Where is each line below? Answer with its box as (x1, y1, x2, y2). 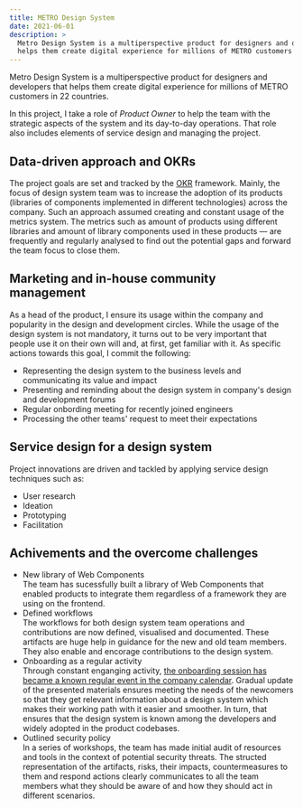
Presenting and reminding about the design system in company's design (22, 384, 292, 395)
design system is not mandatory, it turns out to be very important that (9, 328, 268, 339)
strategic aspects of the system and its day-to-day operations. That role (9, 118, 277, 129)
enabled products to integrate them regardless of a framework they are (22, 588, 287, 599)
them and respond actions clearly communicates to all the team (22, 771, 260, 782)
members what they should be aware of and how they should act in (22, 781, 273, 792)
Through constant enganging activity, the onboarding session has (22, 665, 268, 676)
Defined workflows (22, 607, 93, 619)
